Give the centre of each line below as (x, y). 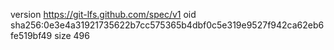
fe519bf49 (31, 35)
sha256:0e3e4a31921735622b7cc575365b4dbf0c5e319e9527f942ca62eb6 (167, 25)
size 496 (72, 35)
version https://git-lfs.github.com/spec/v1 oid (103, 14)
